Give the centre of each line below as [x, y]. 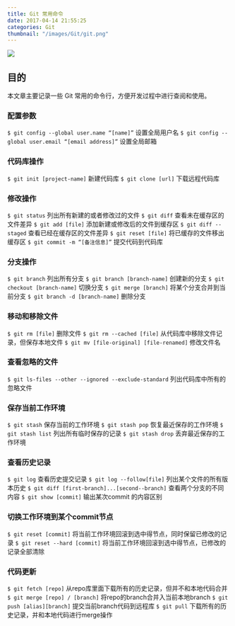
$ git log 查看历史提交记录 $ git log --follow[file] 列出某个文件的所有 [115, 479]
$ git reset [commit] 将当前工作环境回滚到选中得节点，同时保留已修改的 [114, 534]
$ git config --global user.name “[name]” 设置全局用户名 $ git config [113, 132]
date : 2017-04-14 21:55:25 [47, 21]
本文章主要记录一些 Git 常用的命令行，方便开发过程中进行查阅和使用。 [109, 96]
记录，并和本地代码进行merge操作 [63, 615]
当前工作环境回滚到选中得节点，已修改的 [167, 542]
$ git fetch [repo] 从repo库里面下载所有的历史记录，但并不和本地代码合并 [117, 588]
